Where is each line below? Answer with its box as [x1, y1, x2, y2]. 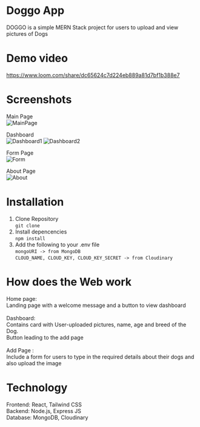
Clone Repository [15, 215, 59, 222]
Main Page [6, 113, 33, 120]
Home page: [6, 295, 38, 302]
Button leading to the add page [6, 334, 84, 341]
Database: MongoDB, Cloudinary [6, 414, 88, 421]
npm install [15, 235, 45, 241]
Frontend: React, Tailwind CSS [6, 401, 82, 408]
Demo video [6, 52, 68, 66]
